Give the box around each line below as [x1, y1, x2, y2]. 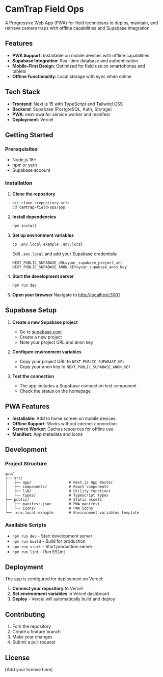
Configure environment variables [12, 349, 82, 355]
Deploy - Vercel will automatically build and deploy [12, 596, 115, 602]
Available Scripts [5, 522, 47, 528]
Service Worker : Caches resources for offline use [12, 426, 114, 432]
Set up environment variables [12, 232, 74, 238]
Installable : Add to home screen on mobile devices [12, 415, 116, 421]
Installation [5, 180, 33, 187]
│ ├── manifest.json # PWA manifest [5, 502, 100, 507]
